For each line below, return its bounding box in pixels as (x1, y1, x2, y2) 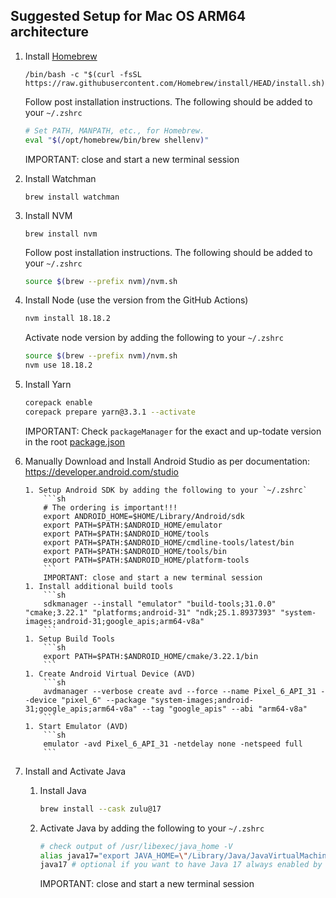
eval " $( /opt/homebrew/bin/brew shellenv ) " (24, 135, 210, 145)
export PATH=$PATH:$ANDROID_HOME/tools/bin (43, 546, 227, 556)
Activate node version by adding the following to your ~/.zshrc (24, 332, 284, 344)
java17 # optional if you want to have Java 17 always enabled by (39, 860, 323, 870)
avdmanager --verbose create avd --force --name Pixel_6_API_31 (43, 686, 317, 696)
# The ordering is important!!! (43, 502, 178, 513)
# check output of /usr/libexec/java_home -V (39, 841, 233, 851)
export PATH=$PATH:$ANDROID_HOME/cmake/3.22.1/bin (43, 651, 259, 661)
